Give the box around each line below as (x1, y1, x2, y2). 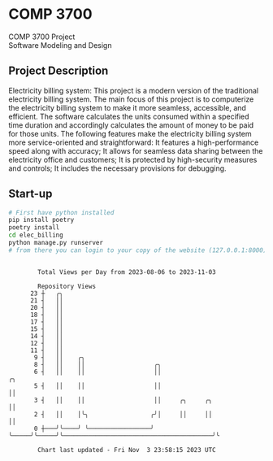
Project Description (8, 64, 109, 78)
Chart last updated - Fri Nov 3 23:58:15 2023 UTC (37, 446, 217, 454)
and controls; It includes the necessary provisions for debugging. (8, 163, 227, 173)
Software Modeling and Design (8, 40, 112, 50)
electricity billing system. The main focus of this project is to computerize (8, 94, 254, 104)
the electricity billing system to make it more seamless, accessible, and (8, 102, 246, 112)
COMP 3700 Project (8, 32, 76, 41)
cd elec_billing (8, 231, 63, 240)
